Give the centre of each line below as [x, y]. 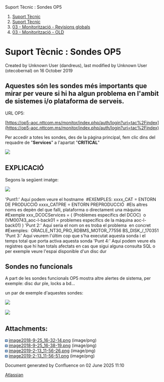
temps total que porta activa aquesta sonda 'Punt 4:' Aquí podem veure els [81, 241]
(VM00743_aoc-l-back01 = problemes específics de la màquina [69, 220]
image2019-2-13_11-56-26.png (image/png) [52, 351]
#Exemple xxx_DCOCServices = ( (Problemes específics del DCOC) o [76, 215]
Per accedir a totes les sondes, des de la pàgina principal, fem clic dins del [80, 137]
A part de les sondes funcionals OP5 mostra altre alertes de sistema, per [78, 278]
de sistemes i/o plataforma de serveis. [65, 101]
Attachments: [26, 328]
